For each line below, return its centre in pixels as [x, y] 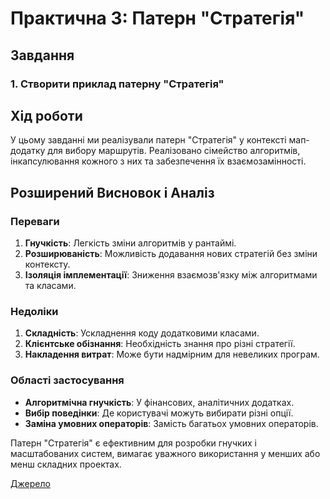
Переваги [35, 221]
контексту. [47, 264]
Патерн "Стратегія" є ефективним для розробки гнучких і [133, 443]
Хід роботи [46, 115]
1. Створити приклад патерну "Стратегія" [117, 84]
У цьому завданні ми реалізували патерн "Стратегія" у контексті [148, 140]
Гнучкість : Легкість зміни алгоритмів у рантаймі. [130, 243]
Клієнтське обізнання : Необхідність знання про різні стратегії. [160, 344]
